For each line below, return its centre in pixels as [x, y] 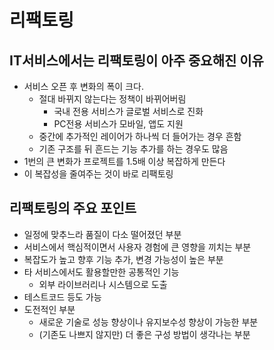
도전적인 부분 [49, 309]
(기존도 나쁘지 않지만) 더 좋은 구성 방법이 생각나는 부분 [144, 334]
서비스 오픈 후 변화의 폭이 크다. [83, 86]
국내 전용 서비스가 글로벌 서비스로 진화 [128, 111]
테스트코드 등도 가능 [62, 297]
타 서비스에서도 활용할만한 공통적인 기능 [101, 272]
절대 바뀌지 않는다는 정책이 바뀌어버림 [112, 99]
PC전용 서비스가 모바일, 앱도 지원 [118, 124]
